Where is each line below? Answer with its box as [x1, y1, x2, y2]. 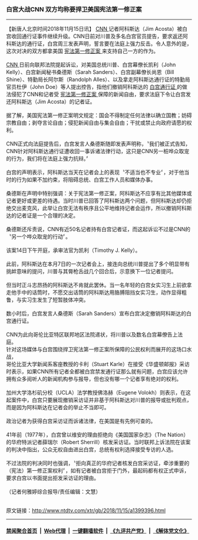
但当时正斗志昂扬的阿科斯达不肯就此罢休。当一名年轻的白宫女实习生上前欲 [6, 282, 187, 289]
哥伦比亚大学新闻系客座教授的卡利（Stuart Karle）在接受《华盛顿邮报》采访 [6, 361, 190, 368]
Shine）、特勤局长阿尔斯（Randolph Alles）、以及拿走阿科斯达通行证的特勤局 [6, 76, 190, 83]
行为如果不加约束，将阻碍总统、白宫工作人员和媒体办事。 [16, 176, 156, 183]
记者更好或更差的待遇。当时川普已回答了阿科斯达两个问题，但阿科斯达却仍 [6, 197, 187, 205]
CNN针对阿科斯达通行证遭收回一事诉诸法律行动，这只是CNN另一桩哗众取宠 [6, 148, 190, 155]
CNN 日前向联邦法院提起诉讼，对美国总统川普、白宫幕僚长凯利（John [6, 61, 176, 69]
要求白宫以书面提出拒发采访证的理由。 [6, 474, 99, 481]
